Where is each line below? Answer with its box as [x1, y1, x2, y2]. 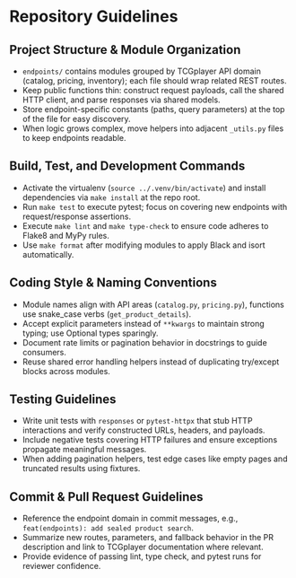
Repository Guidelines [9, 6, 178, 27]
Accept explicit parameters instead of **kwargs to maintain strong [22, 318, 265, 328]
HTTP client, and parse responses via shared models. [22, 94, 222, 105]
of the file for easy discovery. [22, 114, 132, 124]
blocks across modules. [22, 365, 110, 376]
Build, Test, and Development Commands [9, 159, 246, 174]
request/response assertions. [22, 211, 132, 222]
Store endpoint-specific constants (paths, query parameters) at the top [22, 104, 285, 114]
